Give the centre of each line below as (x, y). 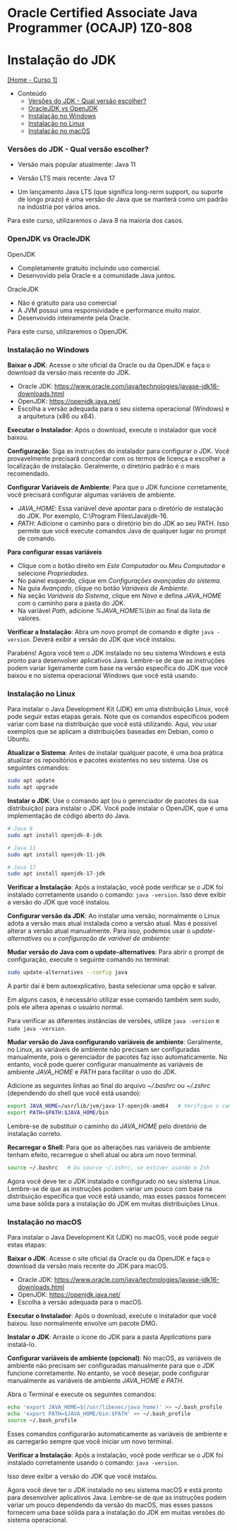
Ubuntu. (19, 739)
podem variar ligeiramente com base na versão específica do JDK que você (117, 668)
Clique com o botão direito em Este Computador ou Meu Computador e (121, 566)
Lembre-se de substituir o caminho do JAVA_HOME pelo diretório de (107, 1126)
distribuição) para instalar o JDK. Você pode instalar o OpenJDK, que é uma (117, 809)
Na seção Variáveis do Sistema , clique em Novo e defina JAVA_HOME (120, 596)
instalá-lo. (22, 1345)
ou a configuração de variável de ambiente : (107, 938)
